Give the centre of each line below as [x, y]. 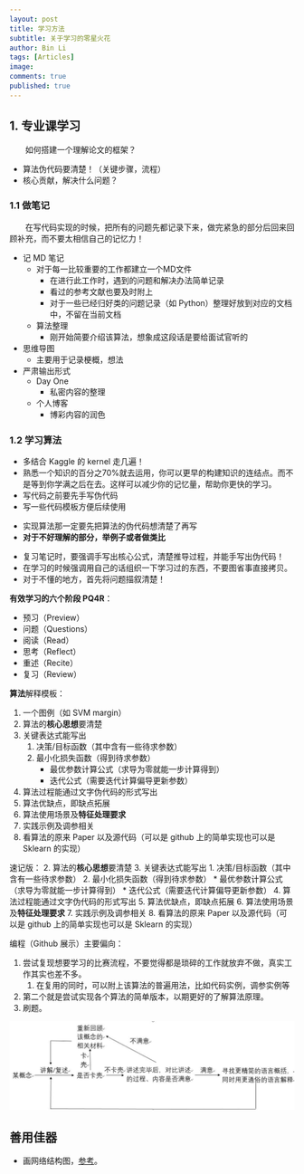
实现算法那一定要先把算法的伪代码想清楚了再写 [109, 526]
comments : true [38, 77]
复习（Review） [52, 674]
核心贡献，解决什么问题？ [70, 180]
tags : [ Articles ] [42, 57]
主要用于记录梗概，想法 [80, 359]
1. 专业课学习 [45, 126]
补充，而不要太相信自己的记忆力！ [81, 238]
